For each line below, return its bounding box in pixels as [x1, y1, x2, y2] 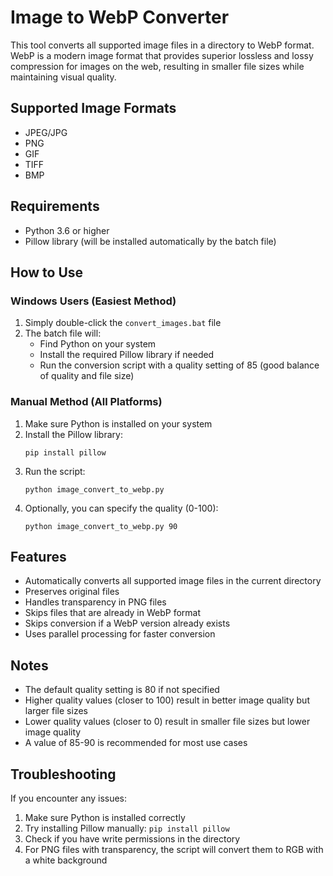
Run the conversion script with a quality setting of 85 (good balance [39, 359, 320, 371]
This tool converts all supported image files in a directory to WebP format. [10, 39, 315, 51]
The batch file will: [24, 327, 102, 340]
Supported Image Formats [10, 100, 177, 117]
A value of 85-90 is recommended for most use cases [24, 737, 248, 749]
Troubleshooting [10, 766, 117, 783]
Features [10, 548, 67, 565]
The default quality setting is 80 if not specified [24, 684, 220, 696]
